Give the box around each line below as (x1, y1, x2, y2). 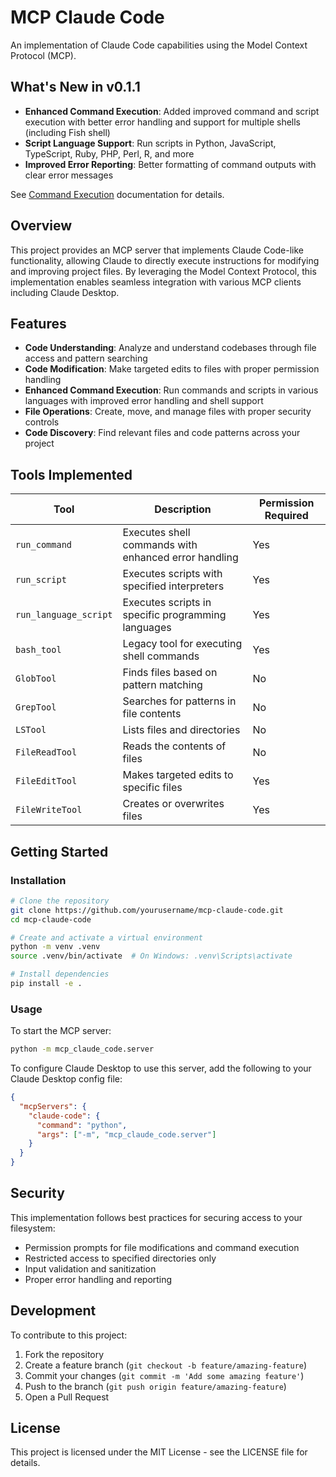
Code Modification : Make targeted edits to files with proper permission (24, 363, 320, 375)
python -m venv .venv (10, 942, 101, 952)
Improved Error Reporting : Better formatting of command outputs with (24, 158, 317, 170)
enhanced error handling (122, 551, 239, 565)
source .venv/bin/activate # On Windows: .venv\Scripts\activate (10, 951, 293, 961)
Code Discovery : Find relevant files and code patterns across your (24, 427, 301, 439)
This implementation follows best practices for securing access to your (10, 1211, 303, 1223)
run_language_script (15, 609, 113, 621)
